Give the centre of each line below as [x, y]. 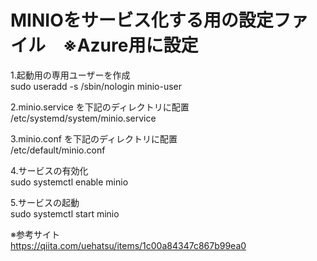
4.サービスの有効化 [49, 170]
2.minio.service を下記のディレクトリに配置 [100, 107]
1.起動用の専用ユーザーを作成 [70, 75]
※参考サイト [35, 234]
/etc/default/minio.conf [58, 150]
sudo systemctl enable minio [69, 182]
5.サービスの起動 [45, 202]
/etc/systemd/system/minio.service [83, 118]
